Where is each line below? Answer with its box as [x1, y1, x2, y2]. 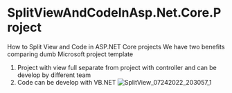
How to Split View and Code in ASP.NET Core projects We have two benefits [7, 42, 225, 51]
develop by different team [17, 71, 91, 79]
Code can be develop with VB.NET [17, 78, 116, 86]
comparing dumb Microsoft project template [7, 50, 134, 58]
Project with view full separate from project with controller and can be [17, 63, 217, 71]
